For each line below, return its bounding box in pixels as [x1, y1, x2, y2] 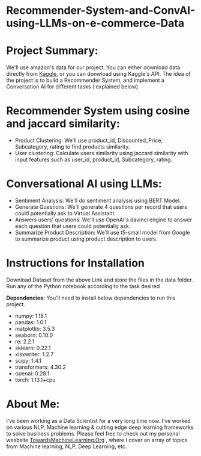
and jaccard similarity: [6, 117, 120, 131]
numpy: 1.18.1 [14, 312, 47, 319]
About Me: [6, 398, 60, 411]
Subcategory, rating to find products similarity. [14, 143, 130, 150]
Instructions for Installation [6, 256, 145, 270]
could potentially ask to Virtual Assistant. [14, 210, 116, 217]
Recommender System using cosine [6, 104, 190, 118]
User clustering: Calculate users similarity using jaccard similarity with [14, 150, 188, 157]
